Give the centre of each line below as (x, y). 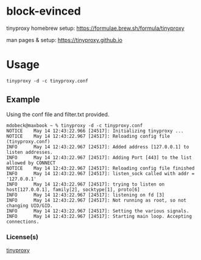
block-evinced (44, 11)
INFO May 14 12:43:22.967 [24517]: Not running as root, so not (97, 200)
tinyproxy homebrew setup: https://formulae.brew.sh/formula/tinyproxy (95, 28)
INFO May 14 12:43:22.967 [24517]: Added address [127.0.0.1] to (98, 147)
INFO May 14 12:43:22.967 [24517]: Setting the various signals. (98, 211)
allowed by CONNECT (31, 163)
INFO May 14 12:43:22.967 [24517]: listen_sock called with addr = (100, 173)
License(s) (22, 237)
